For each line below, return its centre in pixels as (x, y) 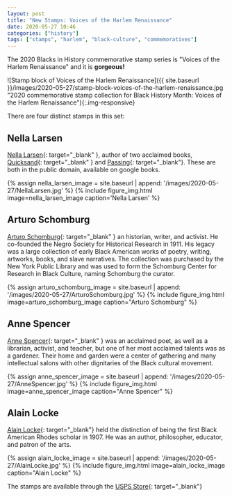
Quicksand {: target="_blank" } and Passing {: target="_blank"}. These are (111, 162)
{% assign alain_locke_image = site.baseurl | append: (83, 458)
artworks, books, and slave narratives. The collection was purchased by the (116, 259)
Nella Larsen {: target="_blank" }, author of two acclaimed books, (100, 155)
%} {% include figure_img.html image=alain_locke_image (144, 466)
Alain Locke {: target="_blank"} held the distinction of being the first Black (112, 430)
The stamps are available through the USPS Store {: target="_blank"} (105, 487)
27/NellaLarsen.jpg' (35, 190)
